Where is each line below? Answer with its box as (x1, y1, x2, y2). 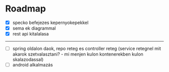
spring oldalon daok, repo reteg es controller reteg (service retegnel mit (12, 45, 161, 51)
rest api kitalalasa (12, 31, 49, 37)
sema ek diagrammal (12, 25, 56, 31)
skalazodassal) (12, 56, 44, 62)
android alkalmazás (12, 62, 53, 68)
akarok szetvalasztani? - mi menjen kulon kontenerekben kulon (12, 51, 143, 57)
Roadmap (5, 3, 46, 14)
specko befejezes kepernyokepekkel (12, 19, 89, 25)
